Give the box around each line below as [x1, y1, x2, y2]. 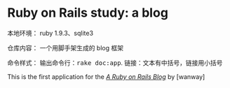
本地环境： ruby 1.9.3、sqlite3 [7, 29, 93, 37]
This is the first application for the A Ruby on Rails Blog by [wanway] [7, 72, 205, 81]
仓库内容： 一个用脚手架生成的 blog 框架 [7, 43, 124, 52]
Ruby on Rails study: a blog [7, 5, 168, 21]
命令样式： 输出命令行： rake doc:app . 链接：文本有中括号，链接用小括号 [7, 58, 223, 67]
